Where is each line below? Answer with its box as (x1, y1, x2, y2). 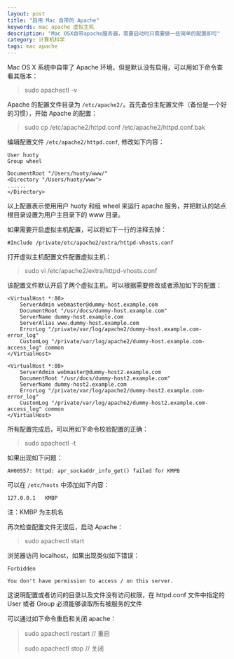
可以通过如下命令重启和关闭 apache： (7, 615, 117, 623)
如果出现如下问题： (7, 453, 63, 462)
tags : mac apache (7, 43, 58, 50)
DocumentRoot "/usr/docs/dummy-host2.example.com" (20, 375, 171, 382)
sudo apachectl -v (24, 86, 78, 94)
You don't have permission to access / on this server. (7, 578, 174, 585)
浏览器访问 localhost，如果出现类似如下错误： (7, 552, 140, 559)
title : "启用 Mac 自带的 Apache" (7, 17, 99, 24)
